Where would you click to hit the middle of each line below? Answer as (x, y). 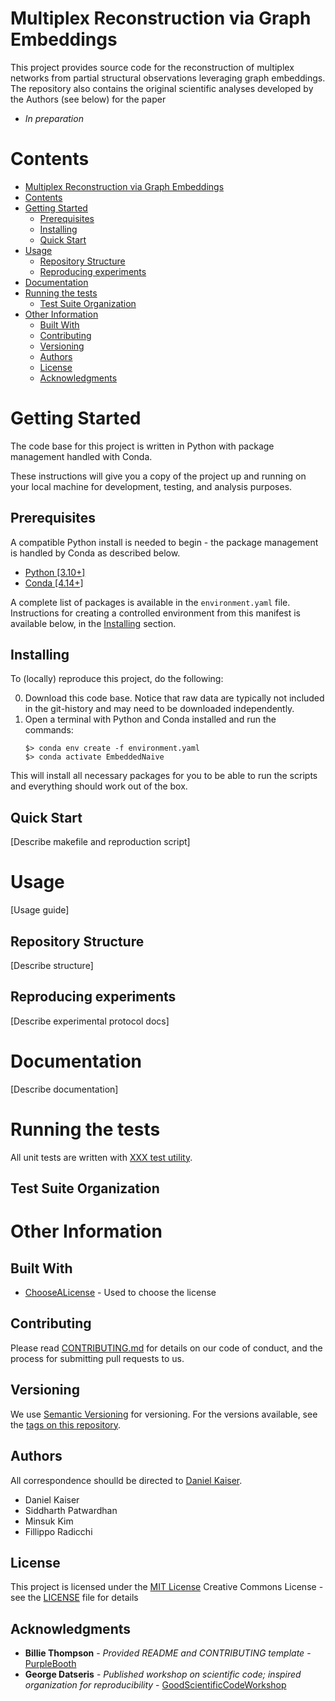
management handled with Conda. (81, 456)
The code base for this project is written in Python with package (142, 446)
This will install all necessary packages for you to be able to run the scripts (164, 776)
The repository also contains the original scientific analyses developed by (162, 88)
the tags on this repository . (66, 1424)
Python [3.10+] (55, 572)
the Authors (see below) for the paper (88, 99)
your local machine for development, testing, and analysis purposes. (151, 486)
